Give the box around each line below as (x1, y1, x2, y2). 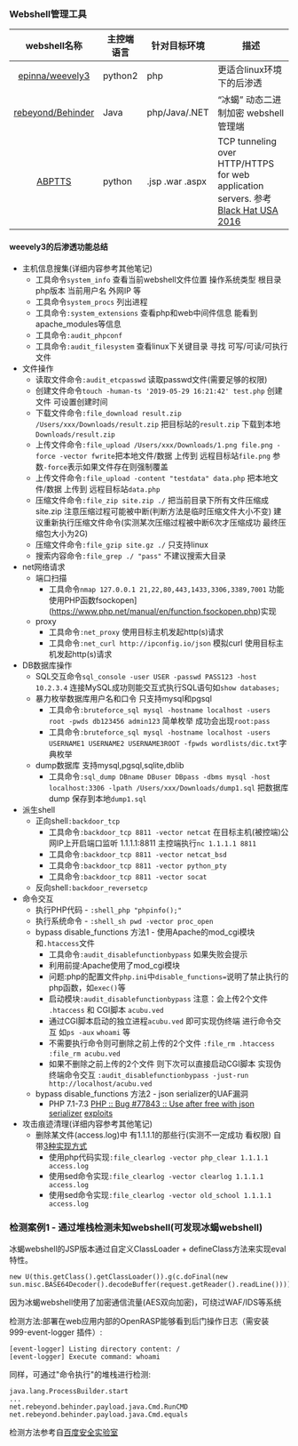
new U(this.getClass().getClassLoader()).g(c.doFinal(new (9, 1272, 228, 1281)
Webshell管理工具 (9, 7, 87, 20)
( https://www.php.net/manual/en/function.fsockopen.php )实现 (48, 606, 277, 616)
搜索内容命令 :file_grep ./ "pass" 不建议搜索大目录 (35, 550, 226, 561)
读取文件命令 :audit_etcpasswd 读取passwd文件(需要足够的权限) (35, 374, 268, 384)
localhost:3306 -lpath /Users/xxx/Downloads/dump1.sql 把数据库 (48, 782, 289, 792)
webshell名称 (25, 40, 82, 52)
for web (216, 169, 250, 181)
